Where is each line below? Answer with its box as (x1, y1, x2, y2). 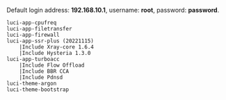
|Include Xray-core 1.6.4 (19, 44, 95, 51)
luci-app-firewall (6, 31, 60, 38)
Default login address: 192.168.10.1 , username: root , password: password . (6, 6, 220, 14)
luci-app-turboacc (6, 56, 60, 62)
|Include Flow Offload (19, 62, 85, 69)
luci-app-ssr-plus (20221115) (6, 37, 95, 44)
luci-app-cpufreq (6, 19, 57, 26)
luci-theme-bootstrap (6, 86, 70, 93)
